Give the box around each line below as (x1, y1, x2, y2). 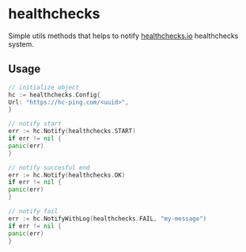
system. (8, 39, 34, 48)
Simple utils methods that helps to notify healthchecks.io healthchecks (8, 31, 239, 40)
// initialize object (8, 83, 80, 91)
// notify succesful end (8, 163, 90, 171)
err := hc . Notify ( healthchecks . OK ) (8, 171, 126, 179)
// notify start (8, 120, 62, 128)
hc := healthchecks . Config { (8, 90, 101, 99)
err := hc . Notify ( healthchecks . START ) (8, 128, 136, 136)
